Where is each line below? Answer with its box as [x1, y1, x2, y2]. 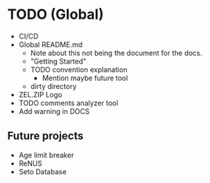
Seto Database [18, 167, 67, 176]
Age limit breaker [18, 150, 74, 159]
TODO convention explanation [30, 64, 128, 74]
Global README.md [18, 39, 83, 49]
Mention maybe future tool [42, 73, 129, 82]
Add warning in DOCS [18, 106, 90, 115]
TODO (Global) [7, 5, 104, 24]
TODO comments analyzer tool [18, 98, 118, 108]
